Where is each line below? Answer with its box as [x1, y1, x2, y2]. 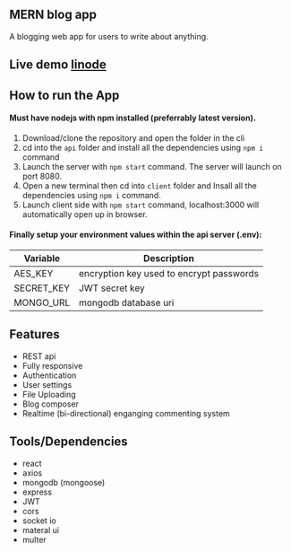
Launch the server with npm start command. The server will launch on [21, 161, 282, 171]
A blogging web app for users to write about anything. [9, 31, 209, 41]
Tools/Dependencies [9, 434, 128, 450]
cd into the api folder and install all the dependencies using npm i [21, 142, 264, 153]
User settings [21, 379, 73, 390]
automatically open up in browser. [21, 208, 148, 219]
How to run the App [9, 87, 120, 102]
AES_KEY [13, 267, 54, 279]
